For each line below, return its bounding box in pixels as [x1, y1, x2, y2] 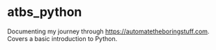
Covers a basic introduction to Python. [7, 34, 118, 42]
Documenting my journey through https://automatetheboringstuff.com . [7, 27, 210, 35]
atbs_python [7, 4, 82, 20]
